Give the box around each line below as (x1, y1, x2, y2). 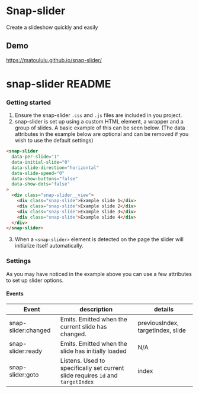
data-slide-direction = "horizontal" (11, 164, 99, 171)
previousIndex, (137, 319, 179, 327)
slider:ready (9, 347, 43, 355)
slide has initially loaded (60, 347, 127, 355)
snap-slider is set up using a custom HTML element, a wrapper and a (14, 118, 184, 125)
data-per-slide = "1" (11, 154, 60, 160)
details (153, 305, 174, 313)
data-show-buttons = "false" (11, 176, 78, 181)
